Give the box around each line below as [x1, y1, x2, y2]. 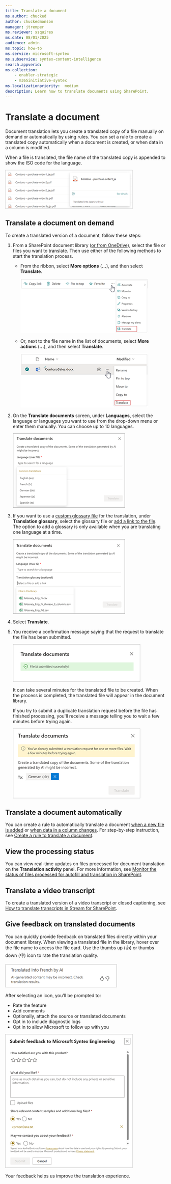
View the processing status [5, 847, 94, 856]
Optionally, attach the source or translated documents [12, 1013, 126, 1019]
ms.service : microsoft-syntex [5, 51, 70, 56]
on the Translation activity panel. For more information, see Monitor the [5, 866, 157, 872]
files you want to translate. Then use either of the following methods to [12, 247, 161, 254]
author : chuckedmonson [5, 19, 53, 24]
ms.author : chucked [5, 13, 47, 19]
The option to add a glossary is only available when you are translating [12, 524, 161, 530]
